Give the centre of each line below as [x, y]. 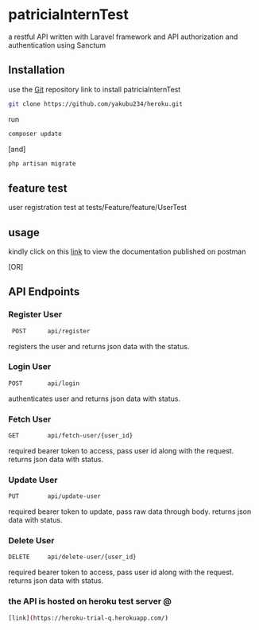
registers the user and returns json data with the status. [99, 346]
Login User [30, 367]
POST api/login [44, 383]
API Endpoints [44, 292]
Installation [37, 70]
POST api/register [51, 331]
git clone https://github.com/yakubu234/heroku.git [95, 104]
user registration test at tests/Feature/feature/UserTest [98, 208]
